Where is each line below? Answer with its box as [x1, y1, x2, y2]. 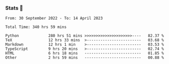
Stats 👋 [5, 4, 23, 11]
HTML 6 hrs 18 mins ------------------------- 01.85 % [5, 51, 164, 56]
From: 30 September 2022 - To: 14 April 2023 [5, 16, 103, 21]
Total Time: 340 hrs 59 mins [5, 24, 67, 29]
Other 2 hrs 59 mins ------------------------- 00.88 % [5, 55, 164, 60]
